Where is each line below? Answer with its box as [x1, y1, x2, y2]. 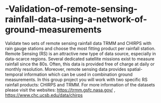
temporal [5, 71, 23, 77]
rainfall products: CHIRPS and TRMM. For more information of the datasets [5, 82, 155, 87]
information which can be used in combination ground [24, 71, 133, 77]
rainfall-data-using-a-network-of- [5, 14, 147, 25]
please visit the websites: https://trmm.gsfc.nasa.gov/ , [5, 87, 116, 93]
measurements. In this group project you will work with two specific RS [5, 77, 148, 82]
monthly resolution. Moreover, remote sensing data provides [5, 66, 126, 72]
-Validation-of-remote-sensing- [5, 3, 138, 15]
